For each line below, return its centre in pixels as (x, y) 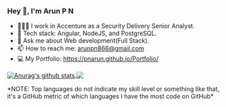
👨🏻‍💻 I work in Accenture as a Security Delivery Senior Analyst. (106, 26)
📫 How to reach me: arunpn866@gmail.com (81, 48)
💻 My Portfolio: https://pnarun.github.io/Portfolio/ (88, 59)
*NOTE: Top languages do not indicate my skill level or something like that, (113, 88)
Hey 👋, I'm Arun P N (40, 11)
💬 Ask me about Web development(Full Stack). (83, 41)
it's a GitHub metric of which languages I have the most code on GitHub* (111, 96)
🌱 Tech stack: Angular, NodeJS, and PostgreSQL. (87, 33)
